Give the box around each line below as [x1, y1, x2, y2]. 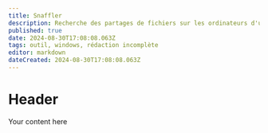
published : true [8, 26, 62, 34]
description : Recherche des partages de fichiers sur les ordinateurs [8, 19, 248, 27]
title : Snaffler [8, 11, 62, 20]
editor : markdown [8, 49, 66, 57]
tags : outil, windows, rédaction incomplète [8, 41, 159, 49]
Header [8, 91, 58, 108]
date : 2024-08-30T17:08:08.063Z [8, 33, 116, 42]
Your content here [8, 116, 68, 126]
